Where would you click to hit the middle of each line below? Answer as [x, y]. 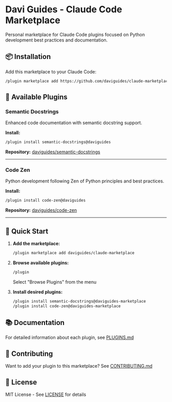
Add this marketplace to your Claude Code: [51, 72]
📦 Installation [28, 57]
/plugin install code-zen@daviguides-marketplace [67, 306]
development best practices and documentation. [57, 40]
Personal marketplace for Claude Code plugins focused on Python [75, 34]
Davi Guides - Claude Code [64, 9]
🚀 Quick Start [27, 231]
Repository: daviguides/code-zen [41, 210]
